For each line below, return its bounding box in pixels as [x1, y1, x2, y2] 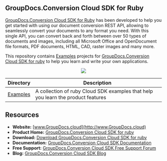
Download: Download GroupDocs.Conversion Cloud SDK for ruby [12, 134, 147, 140]
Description [83, 79, 112, 86]
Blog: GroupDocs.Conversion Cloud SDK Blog [12, 150, 106, 156]
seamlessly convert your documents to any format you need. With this [5, 27, 149, 34]
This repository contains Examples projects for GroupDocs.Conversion [5, 53, 150, 59]
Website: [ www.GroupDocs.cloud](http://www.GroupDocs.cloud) [12, 124, 147, 130]
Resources [5, 111, 39, 119]
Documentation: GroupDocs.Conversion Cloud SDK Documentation [12, 140, 152, 146]
